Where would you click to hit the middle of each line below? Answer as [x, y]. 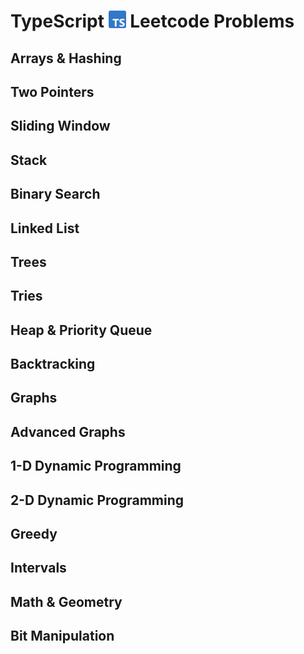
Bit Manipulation [62, 636]
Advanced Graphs [68, 431]
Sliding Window [60, 126]
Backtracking [53, 364]
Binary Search [55, 194]
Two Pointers [52, 91]
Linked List [45, 228]
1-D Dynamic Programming [96, 466]
